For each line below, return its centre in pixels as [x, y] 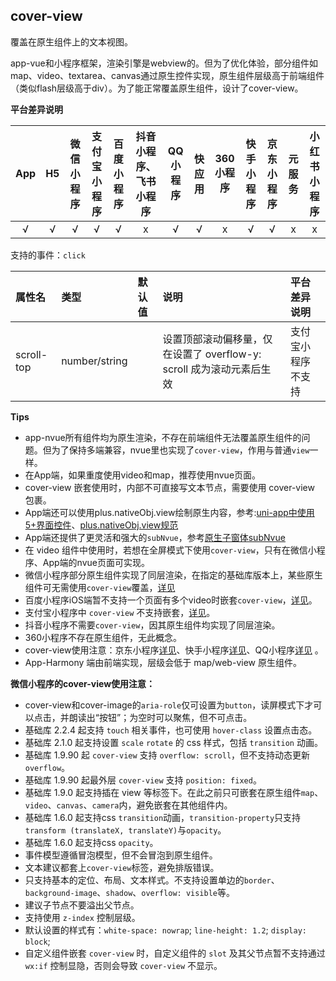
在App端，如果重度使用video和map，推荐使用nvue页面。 [143, 475]
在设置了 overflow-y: [212, 354]
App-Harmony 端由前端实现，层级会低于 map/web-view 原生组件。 [163, 662]
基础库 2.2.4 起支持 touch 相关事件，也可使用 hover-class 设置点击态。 [171, 730]
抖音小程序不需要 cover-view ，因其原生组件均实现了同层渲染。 [152, 625]
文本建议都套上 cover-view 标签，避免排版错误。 [122, 867]
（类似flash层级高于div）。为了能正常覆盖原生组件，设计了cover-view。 [157, 88]
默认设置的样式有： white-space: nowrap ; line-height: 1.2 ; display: [165, 930]
